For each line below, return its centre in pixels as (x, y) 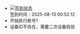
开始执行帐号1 (24, 20)
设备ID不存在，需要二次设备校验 (42, 27)
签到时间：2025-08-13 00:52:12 (42, 14)
